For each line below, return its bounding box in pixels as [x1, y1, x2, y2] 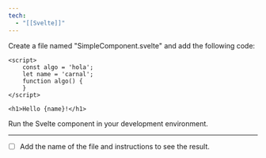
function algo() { [22, 77, 83, 85]
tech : [8, 11, 26, 20]
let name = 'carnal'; [22, 70, 93, 78]
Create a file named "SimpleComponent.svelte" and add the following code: [8, 40, 256, 50]
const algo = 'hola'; [22, 63, 93, 71]
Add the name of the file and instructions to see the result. [19, 141, 210, 151]
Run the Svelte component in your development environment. [8, 118, 208, 128]
